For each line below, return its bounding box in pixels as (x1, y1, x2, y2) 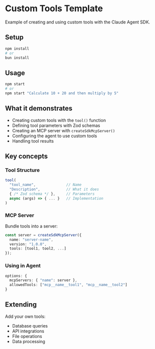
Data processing (12, 338, 45, 344)
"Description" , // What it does (9, 187, 99, 192)
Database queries (12, 323, 48, 328)
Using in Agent (5, 262, 41, 269)
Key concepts (5, 152, 48, 161)
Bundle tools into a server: (5, 223, 58, 229)
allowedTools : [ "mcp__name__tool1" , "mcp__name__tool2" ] (9, 283, 128, 287)
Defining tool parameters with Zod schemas (12, 123, 100, 128)
